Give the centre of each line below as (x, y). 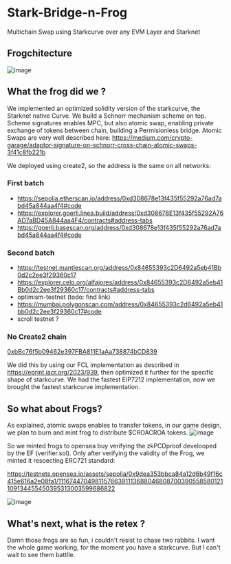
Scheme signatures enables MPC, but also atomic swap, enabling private (111, 123)
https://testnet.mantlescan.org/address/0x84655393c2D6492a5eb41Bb (119, 268)
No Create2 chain (37, 337)
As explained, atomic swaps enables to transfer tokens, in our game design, (114, 426)
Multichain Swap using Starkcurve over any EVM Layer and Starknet (104, 32)
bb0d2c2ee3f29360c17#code (59, 312)
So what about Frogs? (55, 409)
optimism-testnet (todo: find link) (64, 297)
